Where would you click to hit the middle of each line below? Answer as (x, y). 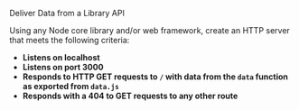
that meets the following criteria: (70, 40)
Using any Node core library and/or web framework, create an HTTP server (150, 30)
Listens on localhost (61, 57)
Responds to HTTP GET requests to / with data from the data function (155, 77)
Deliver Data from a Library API (67, 13)
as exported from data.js (70, 86)
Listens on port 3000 (63, 67)
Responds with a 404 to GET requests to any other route (130, 96)
